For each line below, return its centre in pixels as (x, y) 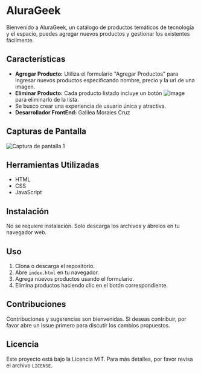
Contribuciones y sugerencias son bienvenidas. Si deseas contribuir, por (97, 319)
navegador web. (27, 232)
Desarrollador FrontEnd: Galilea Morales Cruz (72, 112)
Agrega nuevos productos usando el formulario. (75, 279)
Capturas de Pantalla (46, 132)
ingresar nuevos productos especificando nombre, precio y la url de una (105, 80)
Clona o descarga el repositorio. (55, 266)
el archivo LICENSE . (30, 365)
